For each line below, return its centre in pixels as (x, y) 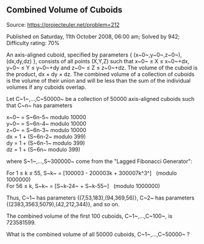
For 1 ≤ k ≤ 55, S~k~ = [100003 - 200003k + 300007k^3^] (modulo (92, 173)
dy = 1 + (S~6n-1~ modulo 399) (46, 143)
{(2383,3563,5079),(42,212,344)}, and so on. (63, 204)
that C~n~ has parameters (40, 105)
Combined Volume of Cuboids (65, 10)
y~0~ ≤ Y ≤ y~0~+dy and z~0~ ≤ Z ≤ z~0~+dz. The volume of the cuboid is (102, 68)
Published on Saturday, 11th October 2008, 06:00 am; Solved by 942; (93, 37)
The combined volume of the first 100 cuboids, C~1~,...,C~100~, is (89, 216)
